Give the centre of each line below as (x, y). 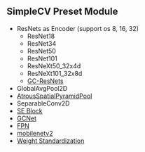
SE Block (29, 110)
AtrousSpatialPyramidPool (54, 96)
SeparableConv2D (43, 103)
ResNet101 (42, 58)
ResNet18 (41, 36)
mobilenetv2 (35, 133)
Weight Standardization (50, 141)
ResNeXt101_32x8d (55, 73)
